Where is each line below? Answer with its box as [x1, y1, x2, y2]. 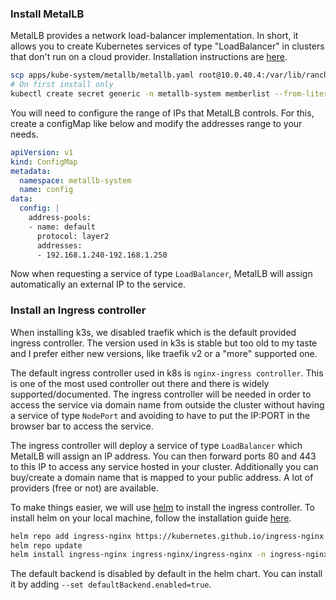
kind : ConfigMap [10, 157, 78, 167]
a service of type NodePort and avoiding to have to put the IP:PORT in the [10, 409, 311, 421]
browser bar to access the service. [10, 420, 154, 432]
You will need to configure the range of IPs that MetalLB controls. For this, [10, 107, 315, 119]
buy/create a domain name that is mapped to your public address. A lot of [10, 471, 314, 483]
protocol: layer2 [36, 231, 110, 241]
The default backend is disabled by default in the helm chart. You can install [10, 568, 323, 580]
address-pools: [28, 213, 92, 223]
